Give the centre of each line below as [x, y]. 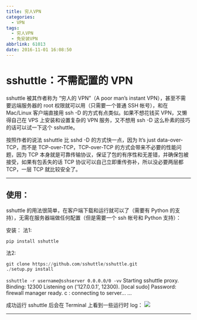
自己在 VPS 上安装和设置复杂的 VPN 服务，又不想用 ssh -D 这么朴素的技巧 [101, 120]
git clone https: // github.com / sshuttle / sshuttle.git [72, 264]
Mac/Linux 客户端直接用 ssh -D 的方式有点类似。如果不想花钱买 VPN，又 [94, 113]
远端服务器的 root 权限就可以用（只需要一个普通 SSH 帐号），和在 [89, 105]
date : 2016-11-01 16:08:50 [39, 50]
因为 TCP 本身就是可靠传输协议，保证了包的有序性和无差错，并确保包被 [102, 154]
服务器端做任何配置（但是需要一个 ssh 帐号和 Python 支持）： [108, 217]
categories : [21, 17]
